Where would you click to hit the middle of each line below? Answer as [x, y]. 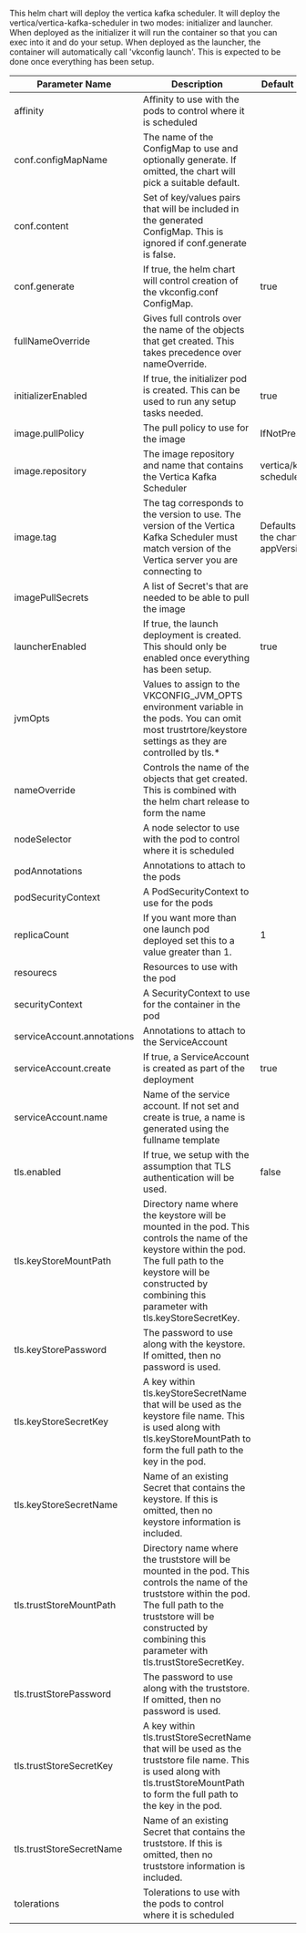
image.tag [36, 537]
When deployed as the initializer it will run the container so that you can [143, 32]
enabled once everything [196, 658]
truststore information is [194, 1866]
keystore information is [192, 1522]
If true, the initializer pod [195, 379]
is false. [159, 254]
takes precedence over [192, 352]
